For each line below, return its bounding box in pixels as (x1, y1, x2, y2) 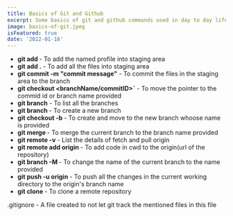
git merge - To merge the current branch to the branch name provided (17, 129, 218, 137)
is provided (17, 121, 50, 129)
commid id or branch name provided (17, 91, 122, 100)
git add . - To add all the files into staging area (17, 62, 150, 71)
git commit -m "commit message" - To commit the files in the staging (17, 70, 218, 78)
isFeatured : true (7, 29, 58, 37)
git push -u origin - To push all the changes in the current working (17, 172, 207, 181)
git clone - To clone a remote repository (17, 188, 132, 196)
